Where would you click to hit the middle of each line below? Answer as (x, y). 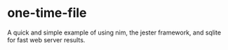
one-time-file (47, 13)
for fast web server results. (46, 39)
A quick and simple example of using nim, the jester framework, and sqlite (114, 32)
